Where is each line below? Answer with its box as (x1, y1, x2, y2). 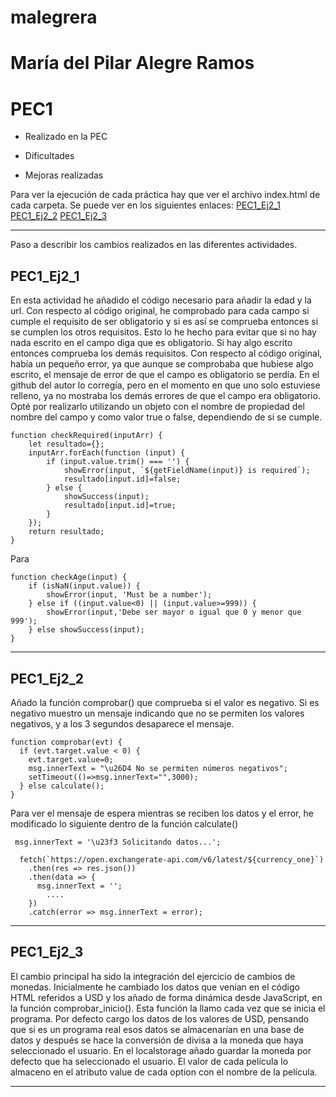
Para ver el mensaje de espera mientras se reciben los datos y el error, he (10, 807, 314, 819)
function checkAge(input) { (10, 572, 128, 583)
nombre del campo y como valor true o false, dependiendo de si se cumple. (10, 411, 323, 423)
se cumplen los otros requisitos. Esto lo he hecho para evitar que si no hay (10, 326, 317, 338)
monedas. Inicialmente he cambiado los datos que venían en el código (10, 981, 300, 993)
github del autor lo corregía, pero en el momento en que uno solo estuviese (10, 379, 321, 391)
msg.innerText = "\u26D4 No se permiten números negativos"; (28, 763, 288, 773)
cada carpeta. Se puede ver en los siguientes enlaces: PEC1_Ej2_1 (10, 199, 281, 211)
